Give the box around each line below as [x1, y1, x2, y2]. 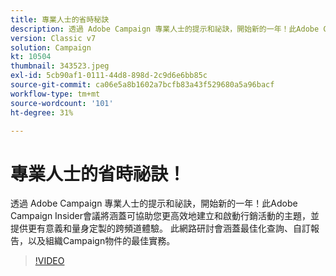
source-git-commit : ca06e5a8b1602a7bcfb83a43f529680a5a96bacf [10, 80, 275, 90]
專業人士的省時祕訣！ [10, 162, 187, 185]
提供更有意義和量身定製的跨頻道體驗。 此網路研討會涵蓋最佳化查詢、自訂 [10, 222, 311, 235]
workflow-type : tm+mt [10, 89, 101, 99]
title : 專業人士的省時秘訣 [10, 14, 110, 25]
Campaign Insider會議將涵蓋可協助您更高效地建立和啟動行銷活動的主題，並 [10, 210, 320, 222]
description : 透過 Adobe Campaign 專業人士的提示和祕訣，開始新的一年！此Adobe [10, 24, 320, 34]
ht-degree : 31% [10, 107, 74, 118]
